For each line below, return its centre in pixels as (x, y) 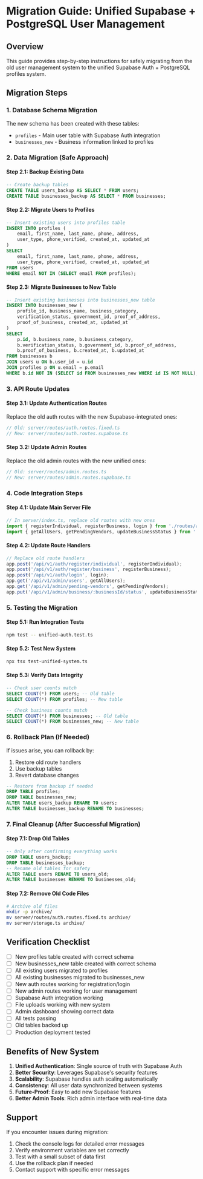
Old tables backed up (41, 1025)
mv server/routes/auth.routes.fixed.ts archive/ (69, 917)
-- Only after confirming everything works (62, 852)
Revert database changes (47, 775)
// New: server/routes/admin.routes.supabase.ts (69, 478)
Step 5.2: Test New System (41, 649)
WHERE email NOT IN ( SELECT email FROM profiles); (71, 273)
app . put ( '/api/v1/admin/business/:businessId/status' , (77, 592)
